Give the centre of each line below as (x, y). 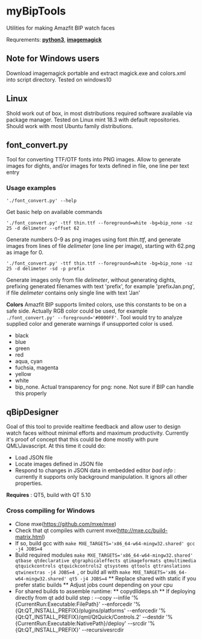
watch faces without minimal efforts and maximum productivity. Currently (97, 433)
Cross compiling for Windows (51, 511)
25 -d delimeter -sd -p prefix (46, 268)
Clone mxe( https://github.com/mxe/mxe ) (65, 524)
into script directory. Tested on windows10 (59, 79)
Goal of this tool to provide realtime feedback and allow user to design (93, 427)
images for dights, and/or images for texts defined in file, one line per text (98, 166)
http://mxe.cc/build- (143, 530)
